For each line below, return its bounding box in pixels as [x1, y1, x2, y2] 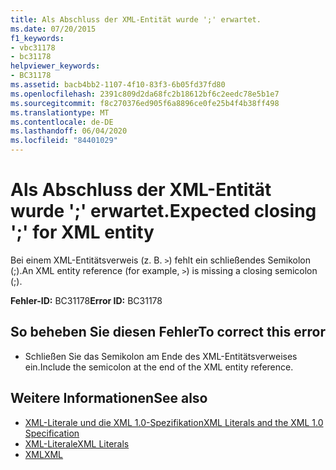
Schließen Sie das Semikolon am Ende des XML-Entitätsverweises [24, 350, 298, 362]
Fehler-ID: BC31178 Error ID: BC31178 [10, 294, 163, 306]
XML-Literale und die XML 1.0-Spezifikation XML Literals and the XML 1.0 [24, 416, 324, 428]
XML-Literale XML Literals [24, 437, 130, 450]
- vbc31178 [10, 42, 56, 53]
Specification [24, 427, 80, 439]
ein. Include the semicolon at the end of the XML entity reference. [24, 361, 294, 373]
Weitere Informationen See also [10, 390, 208, 407]
